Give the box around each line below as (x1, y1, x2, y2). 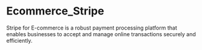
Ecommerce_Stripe (6, 4, 104, 18)
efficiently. (6, 37, 33, 44)
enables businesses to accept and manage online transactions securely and (6, 30, 196, 37)
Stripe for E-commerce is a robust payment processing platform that (6, 24, 177, 31)
